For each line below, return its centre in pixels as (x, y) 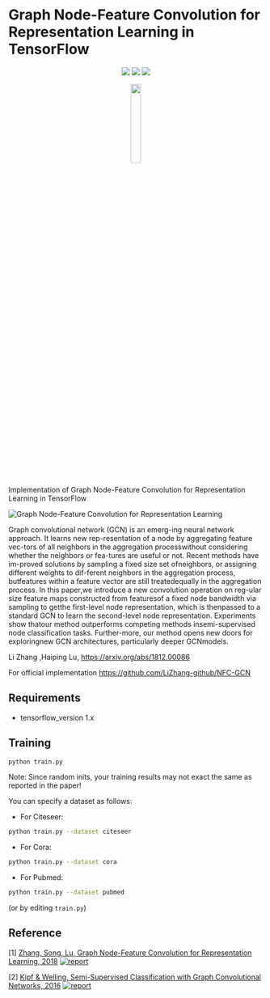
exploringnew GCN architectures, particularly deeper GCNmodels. (118, 641)
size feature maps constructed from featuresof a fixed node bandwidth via (133, 598)
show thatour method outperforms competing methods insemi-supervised (132, 624)
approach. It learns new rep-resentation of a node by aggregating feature (131, 538)
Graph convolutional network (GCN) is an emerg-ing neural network (121, 529)
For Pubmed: (41, 877)
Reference (35, 933)
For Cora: (36, 848)
